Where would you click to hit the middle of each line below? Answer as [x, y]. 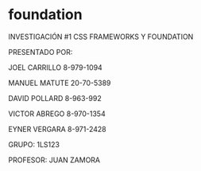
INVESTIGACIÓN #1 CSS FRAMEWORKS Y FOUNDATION [101, 37]
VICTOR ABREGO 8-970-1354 [57, 114]
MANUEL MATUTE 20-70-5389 [60, 83]
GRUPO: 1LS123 [34, 144]
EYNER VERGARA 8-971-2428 [57, 129]
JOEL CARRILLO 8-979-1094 [56, 67]
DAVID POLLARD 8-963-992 [55, 98]
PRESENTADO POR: [41, 52]
